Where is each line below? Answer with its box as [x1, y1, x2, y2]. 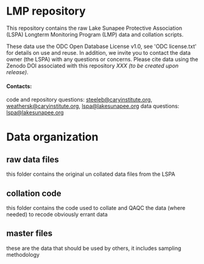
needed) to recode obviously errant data [6, 210, 108, 218]
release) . [6, 68, 29, 75]
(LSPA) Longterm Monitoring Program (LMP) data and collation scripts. [6, 30, 184, 38]
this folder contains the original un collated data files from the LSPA [6, 170, 175, 178]
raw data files [6, 154, 59, 165]
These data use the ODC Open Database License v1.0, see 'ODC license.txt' [6, 43, 197, 50]
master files [6, 228, 53, 238]
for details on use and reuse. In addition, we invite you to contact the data [6, 49, 191, 56]
